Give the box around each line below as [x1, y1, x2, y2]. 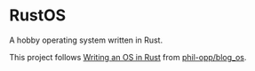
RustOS [9, 5, 67, 26]
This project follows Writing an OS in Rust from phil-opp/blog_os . [9, 51, 247, 62]
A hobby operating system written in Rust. [9, 35, 163, 45]
